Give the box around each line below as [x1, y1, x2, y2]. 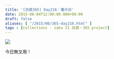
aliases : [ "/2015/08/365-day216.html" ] [5, 21, 92, 26]
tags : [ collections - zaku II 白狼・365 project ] [5, 26, 110, 30]
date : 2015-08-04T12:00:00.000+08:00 [5, 12, 83, 17]
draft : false [5, 16, 32, 21]
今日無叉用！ [5, 49, 31, 55]
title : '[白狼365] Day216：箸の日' [5, 7, 74, 12]
